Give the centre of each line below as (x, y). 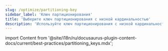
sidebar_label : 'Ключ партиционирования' (49, 14)
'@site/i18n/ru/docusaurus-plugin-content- (92, 38)
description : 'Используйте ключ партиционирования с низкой (69, 24)
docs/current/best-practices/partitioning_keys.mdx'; (59, 43)
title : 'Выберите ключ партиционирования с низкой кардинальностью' (78, 19)
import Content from (26, 38)
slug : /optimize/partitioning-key (41, 10)
